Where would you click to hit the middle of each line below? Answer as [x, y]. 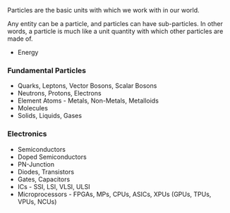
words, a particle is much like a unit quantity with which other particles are [115, 31]
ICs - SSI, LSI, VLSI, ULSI [54, 186]
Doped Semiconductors [52, 157]
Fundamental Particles [47, 70]
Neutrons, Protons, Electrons [59, 93]
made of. [20, 39]
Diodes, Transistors [46, 172]
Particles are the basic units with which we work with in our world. [103, 10]
